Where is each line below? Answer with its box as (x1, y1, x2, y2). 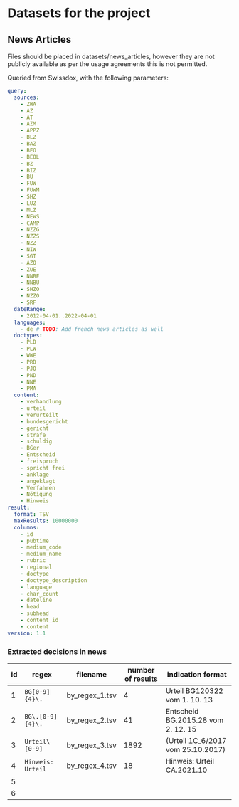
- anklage (20, 471, 50, 478)
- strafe (20, 431, 46, 438)
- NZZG (20, 226, 40, 233)
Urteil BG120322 (165, 685, 224, 695)
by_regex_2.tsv (66, 715, 117, 725)
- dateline (20, 596, 53, 604)
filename (76, 669, 107, 679)
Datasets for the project (7, 5, 151, 21)
